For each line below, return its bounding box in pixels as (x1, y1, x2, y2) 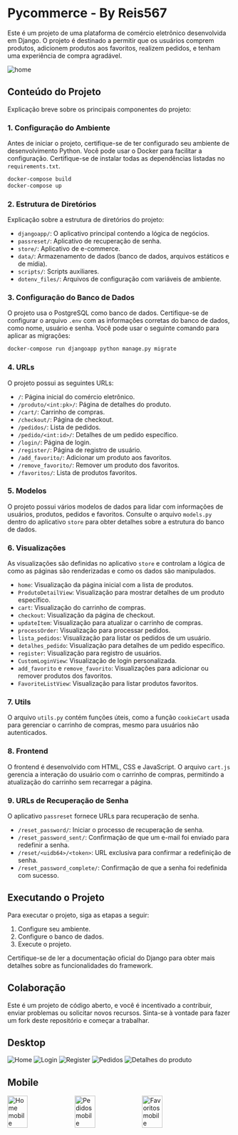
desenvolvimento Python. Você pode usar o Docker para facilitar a (7, 146, 202, 155)
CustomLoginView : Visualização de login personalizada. (17, 656, 177, 665)
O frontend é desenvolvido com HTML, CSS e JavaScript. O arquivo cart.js (7, 762, 230, 771)
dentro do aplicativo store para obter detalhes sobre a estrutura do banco (7, 517, 224, 526)
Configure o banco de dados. (17, 932, 105, 941)
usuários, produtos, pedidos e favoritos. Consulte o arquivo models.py (7, 509, 212, 519)
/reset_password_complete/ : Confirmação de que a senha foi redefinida (17, 864, 227, 872)
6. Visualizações (7, 543, 66, 553)
